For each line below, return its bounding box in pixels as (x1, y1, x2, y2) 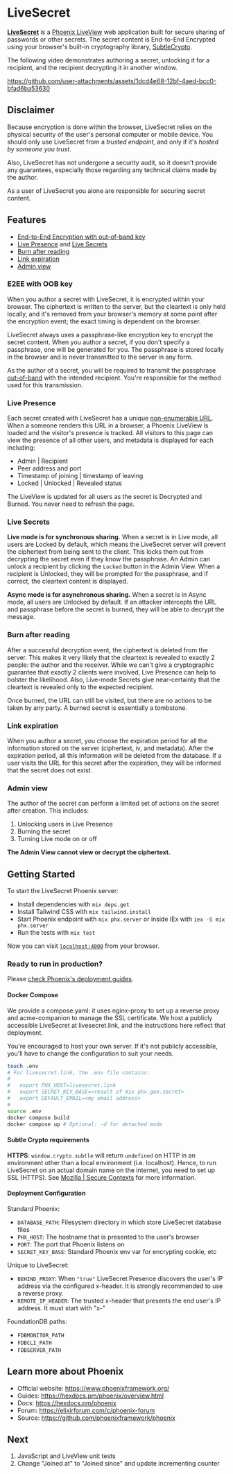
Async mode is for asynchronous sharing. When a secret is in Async (7, 591, 207, 599)
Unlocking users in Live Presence (17, 820, 113, 829)
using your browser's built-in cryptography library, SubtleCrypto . (7, 42, 193, 51)
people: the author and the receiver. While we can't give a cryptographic (7, 661, 214, 669)
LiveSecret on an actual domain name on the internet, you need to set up (7, 1166, 216, 1174)
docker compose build (7, 1114, 70, 1121)
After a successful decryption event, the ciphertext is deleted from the (7, 645, 208, 654)
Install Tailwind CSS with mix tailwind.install (17, 908, 151, 916)
